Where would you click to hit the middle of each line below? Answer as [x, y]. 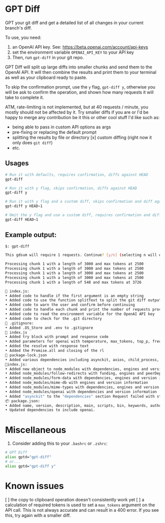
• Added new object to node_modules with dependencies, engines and [77, 369]
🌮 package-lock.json [26, 355]
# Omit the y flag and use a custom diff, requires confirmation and [78, 215]
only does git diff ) [32, 142]
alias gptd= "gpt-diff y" [30, 466]
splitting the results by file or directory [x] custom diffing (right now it [82, 137]
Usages [17, 163]
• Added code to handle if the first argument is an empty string [74, 296]
